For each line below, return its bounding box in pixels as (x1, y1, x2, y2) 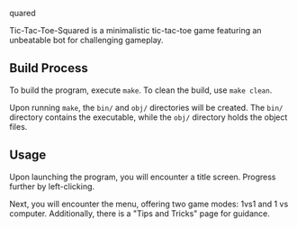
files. (9, 121, 28, 132)
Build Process (9, 60, 88, 76)
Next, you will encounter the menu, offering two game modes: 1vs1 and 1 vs (9, 198, 289, 209)
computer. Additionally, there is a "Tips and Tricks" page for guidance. (9, 207, 270, 219)
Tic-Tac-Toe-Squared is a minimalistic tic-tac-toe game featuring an (9, 25, 263, 35)
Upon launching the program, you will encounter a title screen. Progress (9, 171, 276, 182)
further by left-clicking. (9, 180, 95, 192)
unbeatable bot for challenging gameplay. (9, 35, 164, 45)
